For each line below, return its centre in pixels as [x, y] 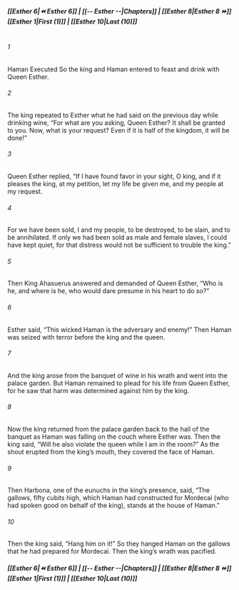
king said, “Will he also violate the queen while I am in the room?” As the [113, 444]
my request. [25, 191]
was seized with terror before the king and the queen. [86, 337]
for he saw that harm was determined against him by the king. [98, 390]
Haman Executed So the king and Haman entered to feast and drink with [113, 69]
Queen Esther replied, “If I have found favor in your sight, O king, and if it [114, 176]
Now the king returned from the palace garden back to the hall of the [108, 429]
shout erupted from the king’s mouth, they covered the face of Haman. [111, 452]
